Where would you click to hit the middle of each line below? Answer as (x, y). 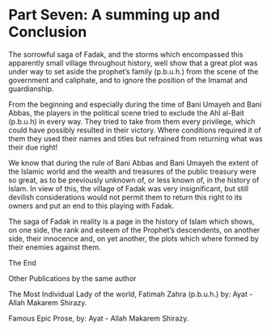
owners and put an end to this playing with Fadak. (91, 205)
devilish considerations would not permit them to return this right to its (125, 197)
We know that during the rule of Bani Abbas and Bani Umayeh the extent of (133, 162)
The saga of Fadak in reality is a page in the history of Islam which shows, (131, 221)
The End (22, 262)
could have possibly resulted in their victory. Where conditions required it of (135, 130)
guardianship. (31, 88)
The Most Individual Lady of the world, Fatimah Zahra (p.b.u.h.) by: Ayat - (131, 294)
